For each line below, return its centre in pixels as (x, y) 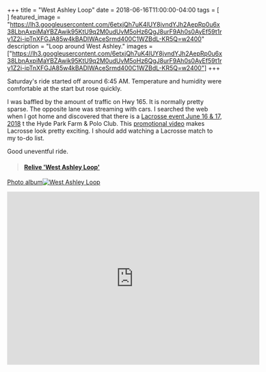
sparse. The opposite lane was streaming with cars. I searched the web (108, 109)
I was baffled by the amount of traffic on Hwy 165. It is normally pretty (105, 102)
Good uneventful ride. (38, 151)
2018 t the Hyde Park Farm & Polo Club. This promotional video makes (106, 123)
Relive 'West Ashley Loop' (62, 167)
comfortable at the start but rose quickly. (65, 89)
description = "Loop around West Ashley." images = (80, 46)
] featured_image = (34, 17)
